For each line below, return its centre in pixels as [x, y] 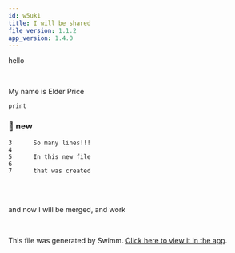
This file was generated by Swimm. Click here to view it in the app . [118, 240]
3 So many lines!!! [50, 143]
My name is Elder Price [46, 92]
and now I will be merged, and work [67, 209]
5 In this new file [50, 156]
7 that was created [50, 171]
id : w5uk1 [25, 16]
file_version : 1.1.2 [43, 30]
